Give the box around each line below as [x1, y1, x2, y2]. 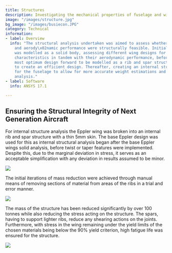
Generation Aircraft [5, 115, 69, 124]
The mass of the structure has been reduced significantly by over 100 [5, 205, 152, 212]
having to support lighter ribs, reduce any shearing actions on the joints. [5, 216, 158, 222]
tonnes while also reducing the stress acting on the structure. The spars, [5, 211, 159, 217]
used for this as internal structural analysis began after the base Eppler [5, 139, 155, 146]
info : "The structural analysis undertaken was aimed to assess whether [10, 41, 168, 46]
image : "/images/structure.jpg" [5, 17, 74, 22]
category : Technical [5, 27, 50, 32]
